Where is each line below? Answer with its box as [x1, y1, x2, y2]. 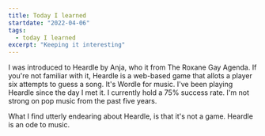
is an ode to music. [8, 120, 70, 130]
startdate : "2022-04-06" [8, 19, 90, 27]
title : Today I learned [8, 11, 87, 20]
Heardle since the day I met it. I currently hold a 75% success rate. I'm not [8, 88, 249, 97]
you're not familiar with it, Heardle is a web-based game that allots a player [8, 71, 253, 81]
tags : [8, 26, 26, 34]
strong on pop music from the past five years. [8, 96, 157, 106]
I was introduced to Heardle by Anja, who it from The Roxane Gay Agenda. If [8, 62, 257, 72]
